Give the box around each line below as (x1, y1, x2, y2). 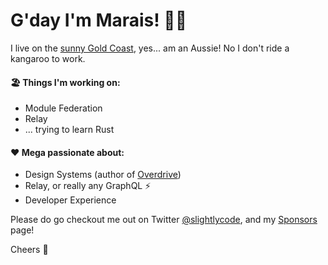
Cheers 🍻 (10, 244, 49, 256)
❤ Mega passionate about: (10, 146, 125, 158)
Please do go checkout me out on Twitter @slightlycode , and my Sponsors (10, 214, 318, 226)
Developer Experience (24, 194, 117, 206)
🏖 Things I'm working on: (10, 76, 121, 88)
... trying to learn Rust (24, 124, 115, 136)
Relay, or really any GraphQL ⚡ (24, 180, 152, 192)
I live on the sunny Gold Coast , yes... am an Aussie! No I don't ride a (10, 42, 290, 54)
